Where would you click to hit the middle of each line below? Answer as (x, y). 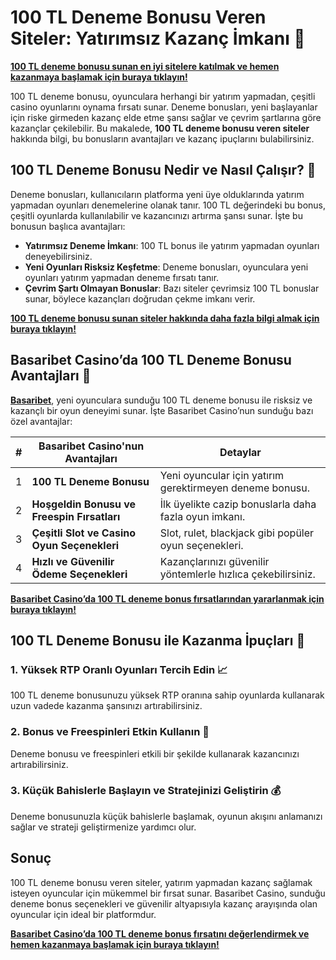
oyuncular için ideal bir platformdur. (83, 914)
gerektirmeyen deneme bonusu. (235, 488)
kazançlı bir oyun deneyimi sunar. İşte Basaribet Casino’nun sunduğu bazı (162, 410)
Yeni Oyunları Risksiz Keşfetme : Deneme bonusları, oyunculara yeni (166, 267)
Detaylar (240, 452)
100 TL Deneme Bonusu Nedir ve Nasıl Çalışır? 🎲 (163, 170)
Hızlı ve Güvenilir (73, 561)
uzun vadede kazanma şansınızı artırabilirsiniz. (106, 706)
